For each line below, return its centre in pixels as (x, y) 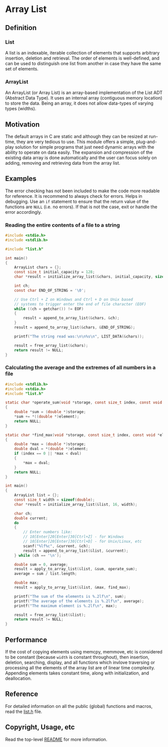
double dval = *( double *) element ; (51, 449)
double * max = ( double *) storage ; (50, 444)
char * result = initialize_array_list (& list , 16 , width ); (76, 504)
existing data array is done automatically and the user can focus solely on (81, 157)
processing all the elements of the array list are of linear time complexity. (80, 667)
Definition (21, 28)
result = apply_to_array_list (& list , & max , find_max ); (72, 588)
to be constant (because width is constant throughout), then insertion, (77, 657)
